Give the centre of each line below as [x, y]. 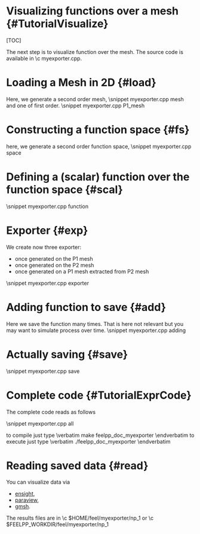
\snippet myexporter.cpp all [40, 423]
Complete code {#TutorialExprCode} [99, 395]
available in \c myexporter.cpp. [44, 58]
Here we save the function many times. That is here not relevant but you [95, 324]
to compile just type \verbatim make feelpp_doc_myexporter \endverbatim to [100, 435]
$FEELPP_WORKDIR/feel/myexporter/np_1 [58, 524]
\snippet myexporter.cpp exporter [48, 283]
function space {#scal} [65, 189]
